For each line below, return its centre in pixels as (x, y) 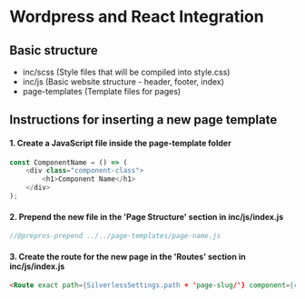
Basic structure (54, 50)
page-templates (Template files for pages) (102, 91)
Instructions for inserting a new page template (143, 120)
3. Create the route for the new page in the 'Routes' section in (128, 256)
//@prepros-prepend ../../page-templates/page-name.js (115, 236)
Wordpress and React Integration (137, 17)
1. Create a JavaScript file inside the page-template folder (120, 143)
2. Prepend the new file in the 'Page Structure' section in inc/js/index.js (147, 216)
